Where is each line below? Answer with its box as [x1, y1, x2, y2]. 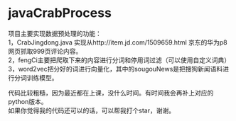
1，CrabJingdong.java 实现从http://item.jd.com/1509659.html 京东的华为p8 [8, 38, 228, 47]
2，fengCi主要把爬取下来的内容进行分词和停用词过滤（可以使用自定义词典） [8, 55, 230, 64]
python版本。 [8, 97, 48, 105]
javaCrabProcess [8, 5, 112, 21]
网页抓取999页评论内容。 [8, 47, 82, 55]
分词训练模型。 [14, 73, 58, 82]
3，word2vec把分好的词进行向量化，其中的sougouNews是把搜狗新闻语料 [8, 64, 223, 73]
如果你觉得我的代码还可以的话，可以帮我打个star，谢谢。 [8, 106, 176, 115]
